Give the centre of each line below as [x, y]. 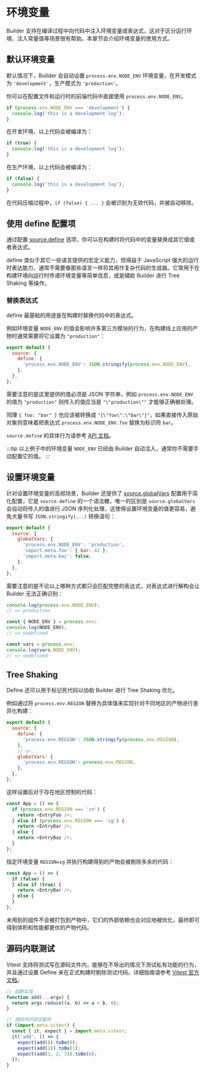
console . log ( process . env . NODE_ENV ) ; [53, 605]
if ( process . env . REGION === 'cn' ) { [59, 809]
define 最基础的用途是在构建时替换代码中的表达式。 [71, 315]
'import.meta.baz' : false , [57, 556]
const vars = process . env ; [41, 644]
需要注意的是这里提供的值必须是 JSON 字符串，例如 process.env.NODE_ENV [100, 394]
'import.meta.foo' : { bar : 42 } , [65, 551]
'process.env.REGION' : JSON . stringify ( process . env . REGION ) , [101, 739]
